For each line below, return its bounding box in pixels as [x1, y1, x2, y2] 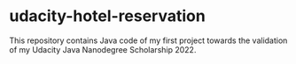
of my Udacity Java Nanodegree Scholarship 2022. [9, 44, 197, 54]
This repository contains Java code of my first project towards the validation [9, 35, 288, 46]
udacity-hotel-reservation [9, 6, 206, 26]
